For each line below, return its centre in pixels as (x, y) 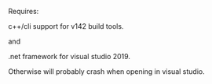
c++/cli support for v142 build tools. (66, 26)
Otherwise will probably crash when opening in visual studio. (107, 72)
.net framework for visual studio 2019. (69, 56)
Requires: (24, 11)
